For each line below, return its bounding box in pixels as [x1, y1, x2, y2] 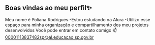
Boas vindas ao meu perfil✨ [5, 4, 92, 12]
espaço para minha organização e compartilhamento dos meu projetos [5, 22, 149, 28]
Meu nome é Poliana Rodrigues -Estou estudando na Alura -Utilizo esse [5, 16, 151, 22]
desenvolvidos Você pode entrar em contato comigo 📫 [5, 27, 118, 33]
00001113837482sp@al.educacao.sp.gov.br [5, 34, 94, 40]
